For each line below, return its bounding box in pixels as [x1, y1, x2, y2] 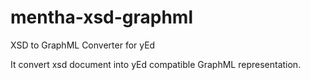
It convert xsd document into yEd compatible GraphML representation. [10, 58, 302, 70]
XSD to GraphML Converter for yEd [10, 39, 156, 51]
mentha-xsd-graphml [10, 6, 194, 29]
